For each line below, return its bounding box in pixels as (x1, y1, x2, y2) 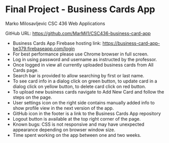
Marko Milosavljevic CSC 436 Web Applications (5, 20, 105, 26)
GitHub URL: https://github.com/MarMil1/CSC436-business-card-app (5, 30, 151, 36)
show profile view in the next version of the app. (12, 105, 114, 111)
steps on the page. (12, 94, 52, 100)
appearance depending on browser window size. (12, 126, 116, 133)
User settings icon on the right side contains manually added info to (12, 99, 155, 105)
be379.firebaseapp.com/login (12, 45, 75, 51)
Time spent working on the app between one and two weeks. (12, 132, 142, 138)
